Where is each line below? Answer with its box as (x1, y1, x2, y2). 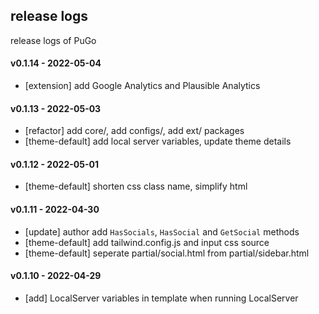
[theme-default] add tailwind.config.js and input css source (24, 236, 270, 248)
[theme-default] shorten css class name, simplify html (24, 180, 248, 193)
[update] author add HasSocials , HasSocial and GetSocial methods (24, 225, 300, 238)
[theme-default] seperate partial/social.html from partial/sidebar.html (24, 247, 310, 259)
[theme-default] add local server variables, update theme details (24, 135, 292, 148)
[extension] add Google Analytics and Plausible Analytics (24, 80, 261, 92)
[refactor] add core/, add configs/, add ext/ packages (24, 125, 245, 137)
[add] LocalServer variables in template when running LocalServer (24, 292, 299, 304)
